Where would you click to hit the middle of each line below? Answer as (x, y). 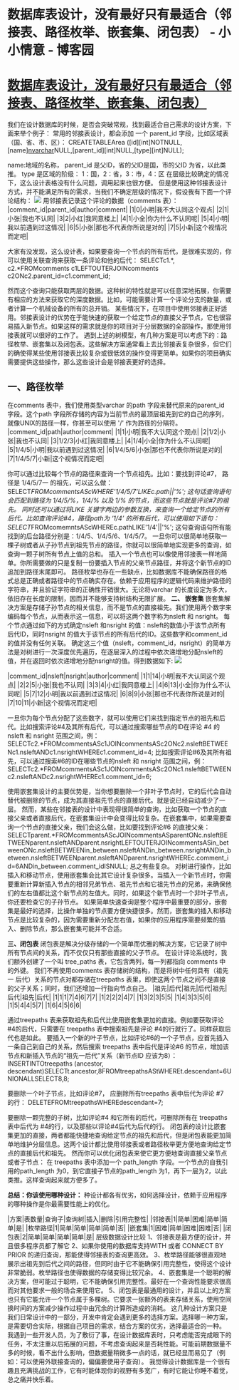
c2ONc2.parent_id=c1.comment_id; (59, 276)
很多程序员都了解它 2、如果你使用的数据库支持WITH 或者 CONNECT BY (118, 1245)
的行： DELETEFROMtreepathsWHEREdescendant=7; (85, 1102)
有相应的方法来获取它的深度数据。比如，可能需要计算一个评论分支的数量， (116, 299)
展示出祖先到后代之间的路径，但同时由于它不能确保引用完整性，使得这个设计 (119, 1263)
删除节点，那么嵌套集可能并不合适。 (73, 928)
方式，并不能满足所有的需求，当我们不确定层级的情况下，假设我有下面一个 (116, 192)
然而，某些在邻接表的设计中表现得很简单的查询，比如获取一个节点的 (121, 809)
